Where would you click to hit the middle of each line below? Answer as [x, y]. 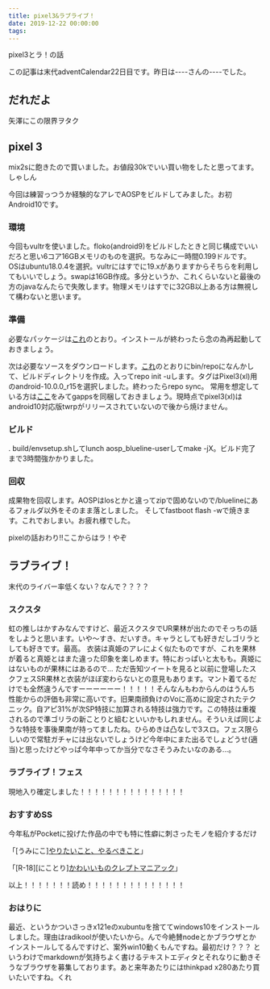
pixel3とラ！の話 [36, 55]
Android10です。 [35, 204]
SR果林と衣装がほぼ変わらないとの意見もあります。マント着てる [143, 679]
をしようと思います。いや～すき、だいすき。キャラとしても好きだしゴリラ [131, 639]
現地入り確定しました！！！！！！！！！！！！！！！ [97, 791]
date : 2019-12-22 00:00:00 [54, 23]
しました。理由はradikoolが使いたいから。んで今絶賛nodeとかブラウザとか [132, 937]
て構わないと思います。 [47, 297]
